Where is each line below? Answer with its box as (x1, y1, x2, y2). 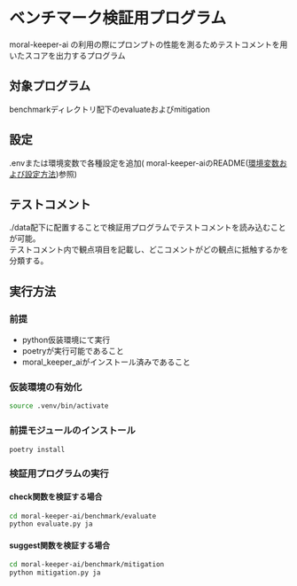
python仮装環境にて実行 (21, 334, 111, 346)
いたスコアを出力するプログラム (9, 50, 126, 60)
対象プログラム (9, 79, 91, 94)
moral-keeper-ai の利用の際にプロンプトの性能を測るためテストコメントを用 (9, 39, 288, 50)
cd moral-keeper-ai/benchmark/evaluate (9, 512, 157, 520)
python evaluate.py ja (9, 520, 93, 528)
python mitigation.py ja (9, 568, 101, 577)
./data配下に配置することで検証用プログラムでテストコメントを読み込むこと (9, 223, 286, 233)
